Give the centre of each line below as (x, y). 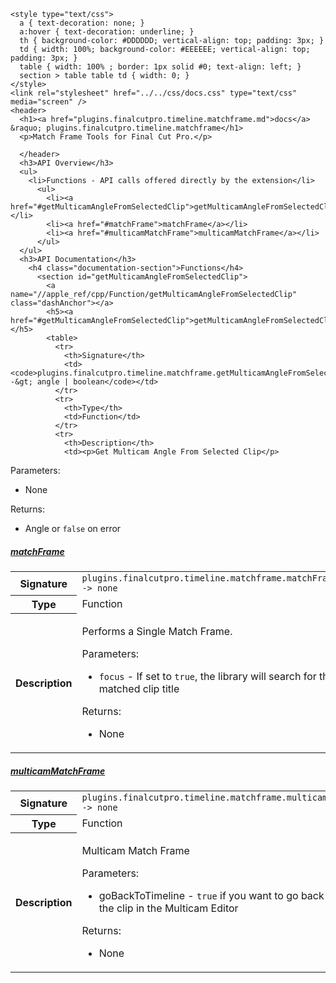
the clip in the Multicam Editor (168, 908)
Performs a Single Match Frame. (157, 631)
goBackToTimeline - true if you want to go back (211, 895)
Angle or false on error (73, 528)
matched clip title (139, 688)
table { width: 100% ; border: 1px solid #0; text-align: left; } (160, 67)
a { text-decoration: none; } (82, 23)
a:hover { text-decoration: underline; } (107, 32)
